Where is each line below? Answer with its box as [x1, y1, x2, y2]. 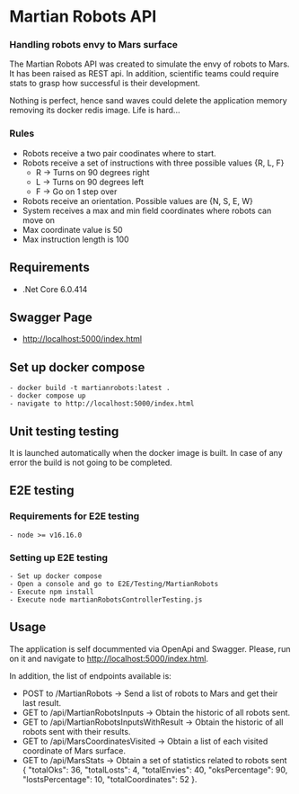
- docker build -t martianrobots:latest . [9, 384, 171, 393]
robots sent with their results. [22, 726, 131, 736]
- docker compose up [9, 391, 87, 401]
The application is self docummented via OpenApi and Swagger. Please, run [9, 643, 291, 654]
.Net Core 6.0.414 [22, 283, 88, 294]
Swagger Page [9, 309, 92, 325]
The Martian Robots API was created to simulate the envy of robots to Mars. [9, 58, 290, 69]
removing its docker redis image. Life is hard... [9, 105, 180, 116]
